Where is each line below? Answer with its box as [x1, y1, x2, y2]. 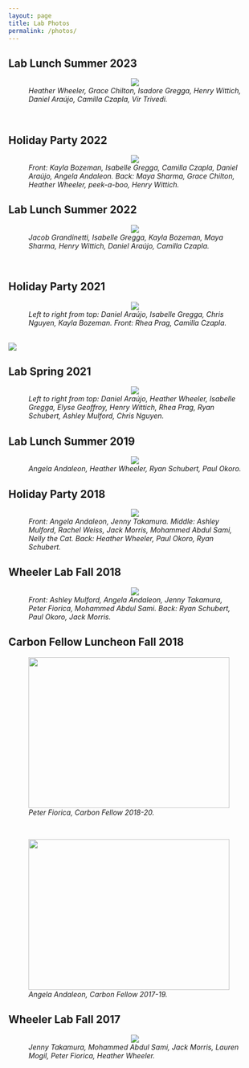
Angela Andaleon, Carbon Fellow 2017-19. [28, 989, 168, 999]
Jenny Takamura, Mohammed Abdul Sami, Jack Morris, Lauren [28, 1042, 239, 1052]
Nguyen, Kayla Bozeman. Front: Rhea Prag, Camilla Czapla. [28, 318, 227, 327]
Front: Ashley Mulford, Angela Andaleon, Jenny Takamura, [28, 594, 223, 604]
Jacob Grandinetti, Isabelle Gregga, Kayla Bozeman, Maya [28, 232, 223, 242]
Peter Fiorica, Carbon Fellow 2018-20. [28, 807, 155, 817]
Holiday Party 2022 [8, 133, 108, 147]
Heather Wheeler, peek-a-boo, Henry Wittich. [28, 180, 179, 189]
